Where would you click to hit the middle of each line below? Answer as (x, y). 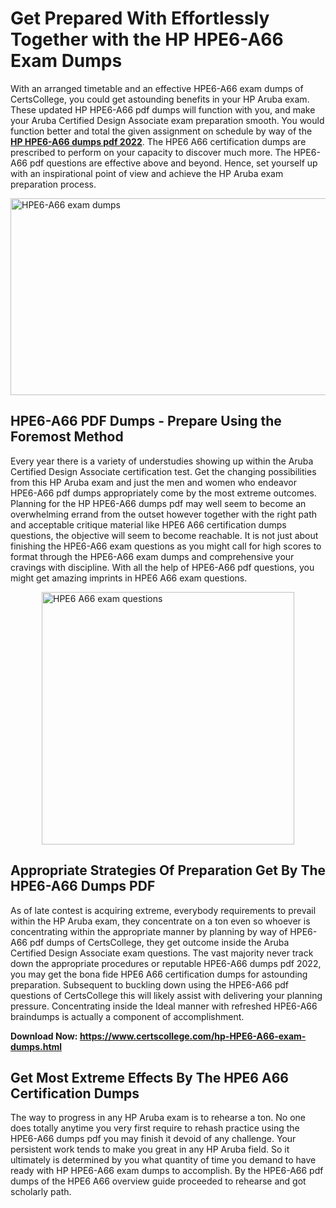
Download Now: (44, 1036)
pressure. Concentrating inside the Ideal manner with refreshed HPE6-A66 (164, 1006)
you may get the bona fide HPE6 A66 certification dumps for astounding (159, 974)
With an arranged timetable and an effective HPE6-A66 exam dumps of (157, 88)
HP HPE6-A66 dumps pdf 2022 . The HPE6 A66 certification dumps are (158, 141)
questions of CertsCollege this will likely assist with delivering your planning (166, 995)
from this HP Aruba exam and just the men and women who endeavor (153, 482)
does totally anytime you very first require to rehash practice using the (155, 1128)
